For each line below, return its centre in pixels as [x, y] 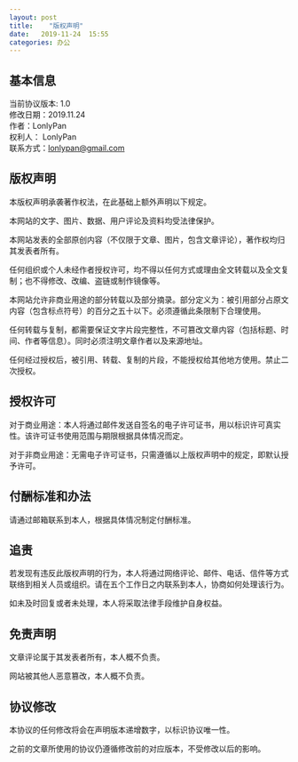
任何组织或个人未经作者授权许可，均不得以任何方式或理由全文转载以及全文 [145, 269]
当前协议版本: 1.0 [40, 104]
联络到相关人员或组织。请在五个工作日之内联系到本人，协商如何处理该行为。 [149, 584]
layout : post [33, 17]
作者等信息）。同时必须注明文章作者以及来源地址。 [116, 341]
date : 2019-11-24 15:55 [59, 34]
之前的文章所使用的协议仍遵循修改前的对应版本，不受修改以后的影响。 [137, 749]
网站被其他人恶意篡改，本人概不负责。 [79, 676]
